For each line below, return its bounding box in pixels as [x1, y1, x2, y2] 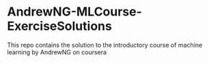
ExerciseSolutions [7, 18, 113, 34]
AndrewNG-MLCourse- [7, 4, 142, 20]
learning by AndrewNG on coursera [7, 48, 107, 56]
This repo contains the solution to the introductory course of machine [7, 41, 203, 49]
